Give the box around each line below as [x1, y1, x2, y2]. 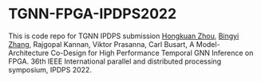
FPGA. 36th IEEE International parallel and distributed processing [8, 57, 222, 66]
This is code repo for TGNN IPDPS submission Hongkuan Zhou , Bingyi [8, 31, 239, 41]
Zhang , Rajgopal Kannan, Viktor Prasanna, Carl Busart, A [8, 39, 195, 49]
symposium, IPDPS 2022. [8, 64, 92, 74]
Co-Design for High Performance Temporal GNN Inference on [50, 48, 254, 57]
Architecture [8, 48, 49, 57]
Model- [196, 39, 221, 49]
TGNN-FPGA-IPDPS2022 [8, 5, 177, 23]
